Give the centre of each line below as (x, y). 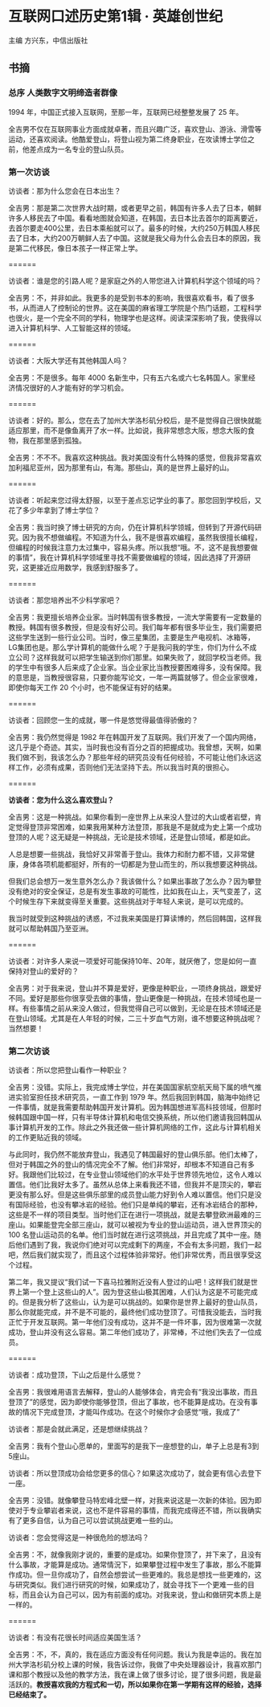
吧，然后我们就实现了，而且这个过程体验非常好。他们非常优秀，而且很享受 (131, 1255)
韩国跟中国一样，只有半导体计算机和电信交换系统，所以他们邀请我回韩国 (135, 1117)
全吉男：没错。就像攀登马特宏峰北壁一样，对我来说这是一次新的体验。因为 (131, 1501)
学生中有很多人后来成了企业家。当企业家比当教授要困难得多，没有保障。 (135, 667)
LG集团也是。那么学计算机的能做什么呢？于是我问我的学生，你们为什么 (125, 647)
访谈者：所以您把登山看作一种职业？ (68, 1070)
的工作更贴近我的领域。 (47, 1137)
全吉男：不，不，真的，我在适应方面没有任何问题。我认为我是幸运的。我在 (131, 1655)
